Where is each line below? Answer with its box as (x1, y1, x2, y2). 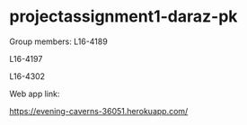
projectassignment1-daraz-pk (9, 6, 238, 27)
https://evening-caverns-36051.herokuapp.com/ (9, 105, 189, 116)
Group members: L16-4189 (9, 36, 108, 47)
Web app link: (9, 88, 60, 99)
